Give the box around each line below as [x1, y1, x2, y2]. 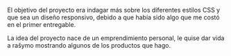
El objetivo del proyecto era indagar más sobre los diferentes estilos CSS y [7, 6, 221, 14]
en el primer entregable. [7, 21, 76, 28]
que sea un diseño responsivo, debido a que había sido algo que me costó [7, 13, 220, 21]
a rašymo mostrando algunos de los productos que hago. [7, 41, 171, 49]
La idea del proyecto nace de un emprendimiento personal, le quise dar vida [7, 34, 225, 42]
